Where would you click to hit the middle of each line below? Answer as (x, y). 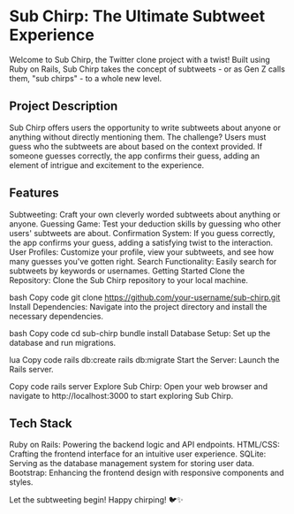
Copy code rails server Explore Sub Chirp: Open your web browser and (138, 386)
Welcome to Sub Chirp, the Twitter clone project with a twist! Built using (140, 59)
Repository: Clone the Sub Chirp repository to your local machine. (129, 280)
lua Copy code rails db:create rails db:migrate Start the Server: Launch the (144, 359)
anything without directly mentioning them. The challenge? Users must (138, 137)
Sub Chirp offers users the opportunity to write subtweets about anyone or (145, 127)
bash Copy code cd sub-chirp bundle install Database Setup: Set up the (140, 333)
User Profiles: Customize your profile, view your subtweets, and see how (142, 252)
